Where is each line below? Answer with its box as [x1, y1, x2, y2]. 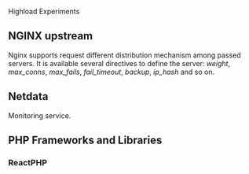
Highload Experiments [8, 7, 80, 16]
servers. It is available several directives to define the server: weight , [8, 58, 230, 68]
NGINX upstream [8, 29, 93, 43]
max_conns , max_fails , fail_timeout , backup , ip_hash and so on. [8, 67, 214, 76]
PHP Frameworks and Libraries [8, 134, 163, 147]
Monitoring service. [8, 110, 71, 120]
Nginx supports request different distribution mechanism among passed [8, 50, 241, 60]
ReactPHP [8, 157, 48, 168]
